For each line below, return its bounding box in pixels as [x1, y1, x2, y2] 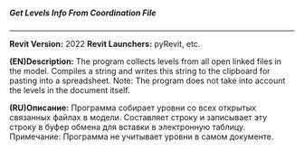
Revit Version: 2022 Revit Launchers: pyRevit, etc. [9, 38, 201, 49]
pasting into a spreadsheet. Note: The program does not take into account [9, 75, 286, 86]
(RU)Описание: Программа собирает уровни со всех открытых [9, 102, 256, 113]
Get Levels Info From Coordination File [9, 7, 157, 18]
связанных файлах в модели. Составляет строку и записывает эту [9, 111, 268, 122]
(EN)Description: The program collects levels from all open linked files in [9, 55, 282, 67]
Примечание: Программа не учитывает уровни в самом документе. [9, 131, 274, 142]
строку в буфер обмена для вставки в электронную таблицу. [9, 121, 246, 132]
